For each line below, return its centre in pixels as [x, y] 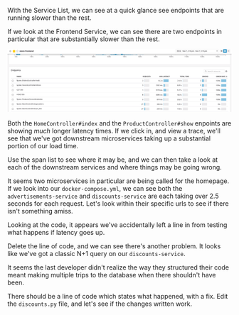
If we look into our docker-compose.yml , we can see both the [95, 189]
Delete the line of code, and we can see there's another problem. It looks [114, 246]
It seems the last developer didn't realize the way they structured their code [118, 267]
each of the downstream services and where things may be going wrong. [115, 167]
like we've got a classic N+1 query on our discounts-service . [96, 254]
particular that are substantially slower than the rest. [84, 39]
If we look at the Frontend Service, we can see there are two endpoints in [115, 32]
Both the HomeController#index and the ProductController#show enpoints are [119, 123]
